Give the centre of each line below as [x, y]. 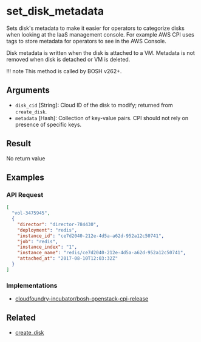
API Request [25, 194]
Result [19, 144]
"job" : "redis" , [38, 241]
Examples [25, 177]
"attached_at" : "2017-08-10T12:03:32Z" [68, 258]
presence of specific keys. [48, 124]
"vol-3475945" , [31, 213]
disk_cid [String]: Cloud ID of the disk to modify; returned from [94, 105]
